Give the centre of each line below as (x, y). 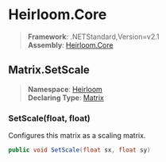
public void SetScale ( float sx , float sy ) (79, 150)
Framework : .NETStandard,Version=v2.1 (93, 37)
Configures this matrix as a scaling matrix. (77, 136)
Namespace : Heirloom (65, 89)
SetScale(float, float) (50, 118)
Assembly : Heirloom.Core (70, 44)
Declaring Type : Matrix (66, 98)
